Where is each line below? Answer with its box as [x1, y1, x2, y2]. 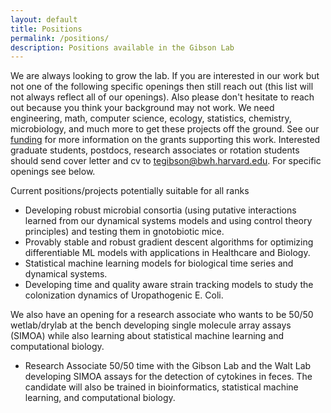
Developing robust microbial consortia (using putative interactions [24, 204, 297, 216]
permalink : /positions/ [10, 33, 110, 43]
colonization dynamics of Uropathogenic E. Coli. [24, 289, 224, 301]
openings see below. [10, 166, 96, 178]
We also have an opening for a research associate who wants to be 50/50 [10, 309, 314, 321]
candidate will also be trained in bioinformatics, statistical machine [24, 381, 299, 393]
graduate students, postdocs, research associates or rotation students [10, 144, 300, 156]
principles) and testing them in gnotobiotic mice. [24, 226, 225, 238]
